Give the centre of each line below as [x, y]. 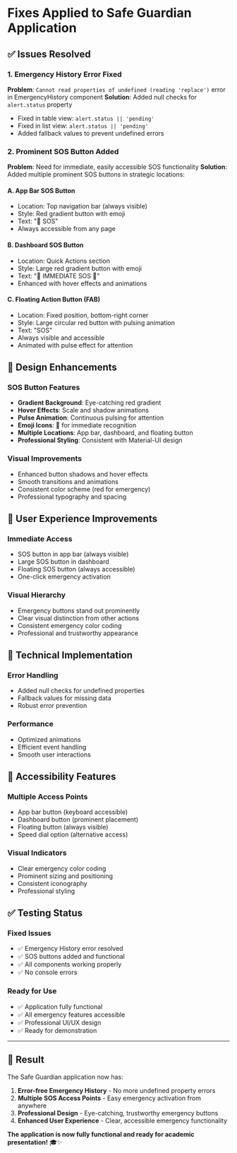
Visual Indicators [37, 853]
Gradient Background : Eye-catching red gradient [89, 403]
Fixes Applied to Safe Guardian [99, 13]
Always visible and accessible [61, 338]
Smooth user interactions [54, 755]
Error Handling [33, 675]
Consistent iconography [52, 883]
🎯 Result [26, 1060]
